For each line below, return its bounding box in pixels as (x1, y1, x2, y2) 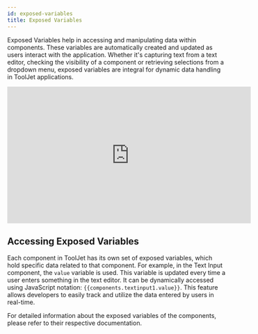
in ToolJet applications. (7, 72, 74, 81)
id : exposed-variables (7, 10, 73, 17)
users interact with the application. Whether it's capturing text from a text (7, 50, 218, 59)
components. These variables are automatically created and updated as (7, 43, 213, 51)
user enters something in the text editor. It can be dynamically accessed (7, 276, 214, 285)
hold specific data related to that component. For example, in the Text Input (7, 261, 223, 269)
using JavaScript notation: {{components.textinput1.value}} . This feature (7, 283, 218, 292)
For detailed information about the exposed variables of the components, (7, 312, 217, 320)
